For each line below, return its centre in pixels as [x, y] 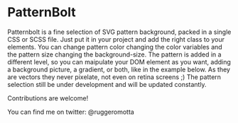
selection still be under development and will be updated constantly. [107, 84]
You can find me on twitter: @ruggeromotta [71, 112]
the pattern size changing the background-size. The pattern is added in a [114, 54]
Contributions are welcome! [48, 98]
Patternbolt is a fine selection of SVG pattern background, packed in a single [119, 32]
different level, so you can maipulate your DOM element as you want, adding [119, 61]
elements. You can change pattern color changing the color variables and [115, 47]
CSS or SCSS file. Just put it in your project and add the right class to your [116, 39]
